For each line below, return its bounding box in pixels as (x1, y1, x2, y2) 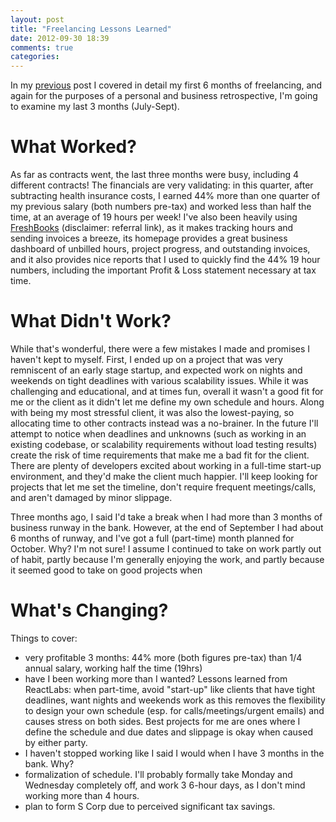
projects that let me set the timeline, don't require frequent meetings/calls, (10, 481, 317, 493)
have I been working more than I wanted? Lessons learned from (24, 672, 288, 685)
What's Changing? (10, 599, 169, 622)
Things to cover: (10, 632, 78, 644)
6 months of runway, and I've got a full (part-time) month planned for (10, 532, 295, 544)
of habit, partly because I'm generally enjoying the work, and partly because (10, 554, 325, 565)
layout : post (10, 14, 65, 25)
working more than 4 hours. (24, 789, 140, 801)
